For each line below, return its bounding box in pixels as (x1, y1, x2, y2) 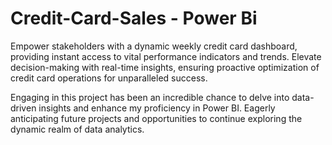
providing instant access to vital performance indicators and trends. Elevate (10, 50, 322, 62)
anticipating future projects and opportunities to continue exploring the (10, 112, 303, 124)
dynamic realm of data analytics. (10, 123, 145, 135)
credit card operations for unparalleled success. (10, 72, 208, 84)
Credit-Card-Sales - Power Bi (10, 7, 258, 30)
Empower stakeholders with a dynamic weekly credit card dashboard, (10, 40, 298, 52)
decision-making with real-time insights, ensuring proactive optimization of (10, 61, 320, 73)
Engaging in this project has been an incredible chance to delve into (10, 91, 290, 103)
